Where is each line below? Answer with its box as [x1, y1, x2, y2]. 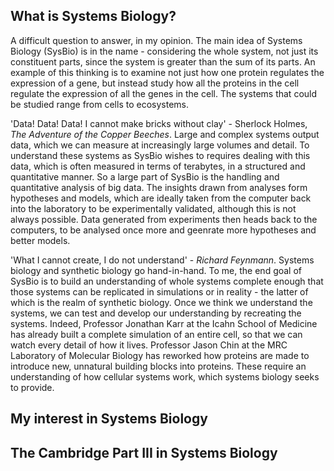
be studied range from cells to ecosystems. [10, 98, 189, 110]
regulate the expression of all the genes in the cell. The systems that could [10, 87, 318, 99]
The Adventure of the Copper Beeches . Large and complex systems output [10, 128, 320, 140]
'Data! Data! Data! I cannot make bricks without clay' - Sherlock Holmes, [10, 117, 308, 129]
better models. [10, 234, 71, 246]
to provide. [10, 381, 55, 393]
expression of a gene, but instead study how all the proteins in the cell [10, 77, 300, 89]
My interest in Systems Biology [10, 410, 208, 428]
